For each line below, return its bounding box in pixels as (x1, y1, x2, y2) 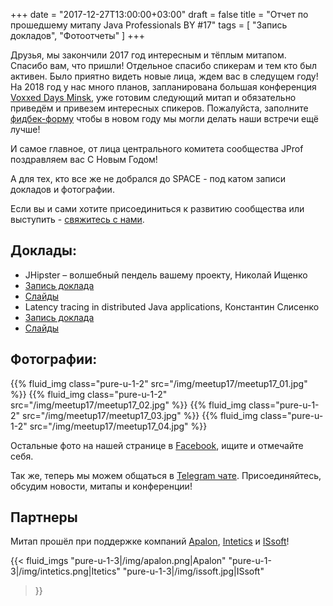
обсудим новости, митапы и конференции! (10, 480, 193, 492)
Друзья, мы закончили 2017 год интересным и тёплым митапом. (10, 49, 287, 61)
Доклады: (10, 242, 78, 259)
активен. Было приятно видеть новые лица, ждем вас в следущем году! (10, 70, 319, 82)
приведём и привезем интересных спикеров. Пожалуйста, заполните (10, 102, 309, 114)
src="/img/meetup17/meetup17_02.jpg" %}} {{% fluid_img (10, 399, 247, 411)
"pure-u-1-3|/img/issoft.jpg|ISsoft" (122, 565, 265, 578)
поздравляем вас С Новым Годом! (10, 154, 158, 165)
